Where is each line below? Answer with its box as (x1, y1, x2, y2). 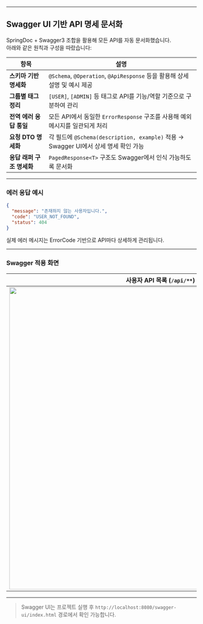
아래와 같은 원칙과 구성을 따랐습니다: (6, 44, 92, 51)
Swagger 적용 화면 (6, 259, 59, 267)
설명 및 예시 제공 (48, 80, 93, 89)
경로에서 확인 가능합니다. (57, 611, 117, 618)
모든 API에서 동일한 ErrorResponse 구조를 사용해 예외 (48, 112, 192, 121)
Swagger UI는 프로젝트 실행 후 (21, 603, 94, 611)
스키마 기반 (9, 71, 39, 80)
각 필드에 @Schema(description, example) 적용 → (48, 132, 184, 141)
